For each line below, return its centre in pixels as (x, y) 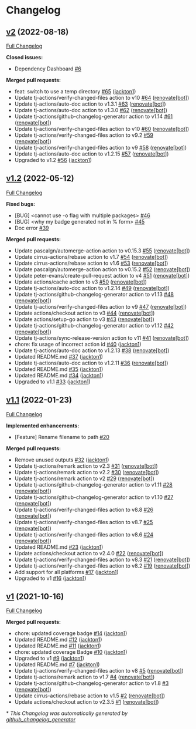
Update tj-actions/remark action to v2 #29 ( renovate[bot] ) (85, 478)
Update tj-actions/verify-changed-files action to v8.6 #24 (84, 534)
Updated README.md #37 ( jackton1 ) (59, 356)
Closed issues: (25, 57)
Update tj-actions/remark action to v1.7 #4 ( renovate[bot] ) (85, 677)
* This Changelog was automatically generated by (67, 713)
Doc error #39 (32, 228)
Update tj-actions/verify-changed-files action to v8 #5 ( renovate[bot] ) (99, 671)
